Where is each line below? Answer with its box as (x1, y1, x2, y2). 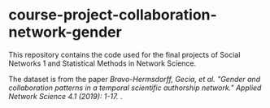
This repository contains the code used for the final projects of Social (8, 50, 241, 59)
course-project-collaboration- (8, 6, 217, 24)
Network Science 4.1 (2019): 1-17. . (8, 91, 123, 101)
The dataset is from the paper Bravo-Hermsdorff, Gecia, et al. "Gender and (8, 74, 261, 84)
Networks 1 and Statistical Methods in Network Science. (8, 58, 197, 68)
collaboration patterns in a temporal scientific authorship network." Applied (8, 83, 262, 93)
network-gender (8, 23, 122, 41)
